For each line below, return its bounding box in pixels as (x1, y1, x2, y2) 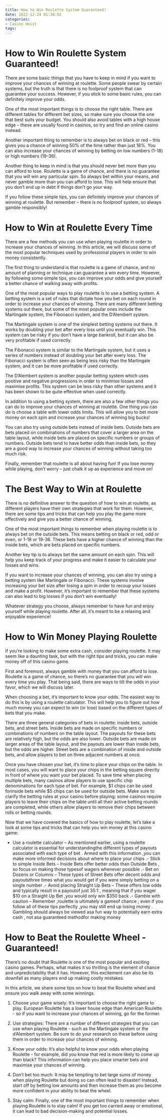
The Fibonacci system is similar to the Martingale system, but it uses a (5, 347, 150, 353)
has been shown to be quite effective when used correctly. (5, 389, 127, 395)
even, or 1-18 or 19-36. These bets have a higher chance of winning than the (5, 536, 163, 542)
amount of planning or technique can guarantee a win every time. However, (5, 270, 161, 276)
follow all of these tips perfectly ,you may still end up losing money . (12, 903, 153, 909)
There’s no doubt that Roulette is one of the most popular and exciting (5, 959, 149, 965)
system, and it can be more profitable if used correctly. (5, 363, 119, 369)
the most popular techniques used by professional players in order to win (5, 250, 156, 255)
